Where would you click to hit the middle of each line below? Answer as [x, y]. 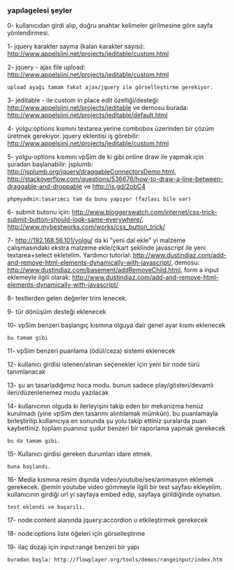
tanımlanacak [26, 372]
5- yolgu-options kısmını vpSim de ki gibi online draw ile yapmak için [106, 157]
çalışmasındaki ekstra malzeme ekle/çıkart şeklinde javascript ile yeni [107, 248]
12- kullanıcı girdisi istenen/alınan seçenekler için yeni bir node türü [103, 365]
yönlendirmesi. [29, 33]
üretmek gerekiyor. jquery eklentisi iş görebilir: [74, 136]
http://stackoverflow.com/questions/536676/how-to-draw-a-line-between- [115, 179]
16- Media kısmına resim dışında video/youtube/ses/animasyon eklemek [111, 480]
